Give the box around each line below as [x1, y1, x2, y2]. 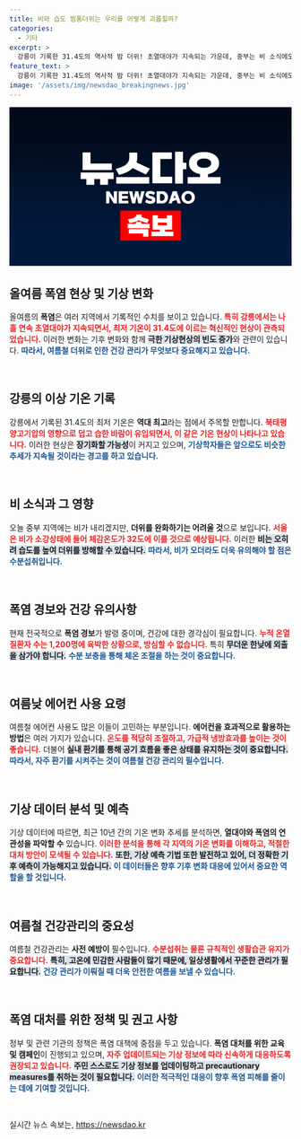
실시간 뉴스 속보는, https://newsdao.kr [9, 1118, 146, 1130]
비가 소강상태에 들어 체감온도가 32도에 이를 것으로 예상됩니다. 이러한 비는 [18, 533, 273, 544]
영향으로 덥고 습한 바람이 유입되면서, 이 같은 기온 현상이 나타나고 [47, 427, 269, 439]
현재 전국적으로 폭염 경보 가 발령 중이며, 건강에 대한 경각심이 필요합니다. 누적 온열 [9, 627, 290, 638]
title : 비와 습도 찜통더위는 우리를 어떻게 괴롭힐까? [9, 14, 178, 23]
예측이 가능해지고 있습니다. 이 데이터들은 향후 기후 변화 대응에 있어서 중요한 [18, 861, 279, 872]
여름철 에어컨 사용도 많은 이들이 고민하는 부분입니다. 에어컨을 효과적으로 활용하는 [9, 722, 291, 732]
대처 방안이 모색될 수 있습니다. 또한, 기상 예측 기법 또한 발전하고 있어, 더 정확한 [9, 849, 279, 861]
